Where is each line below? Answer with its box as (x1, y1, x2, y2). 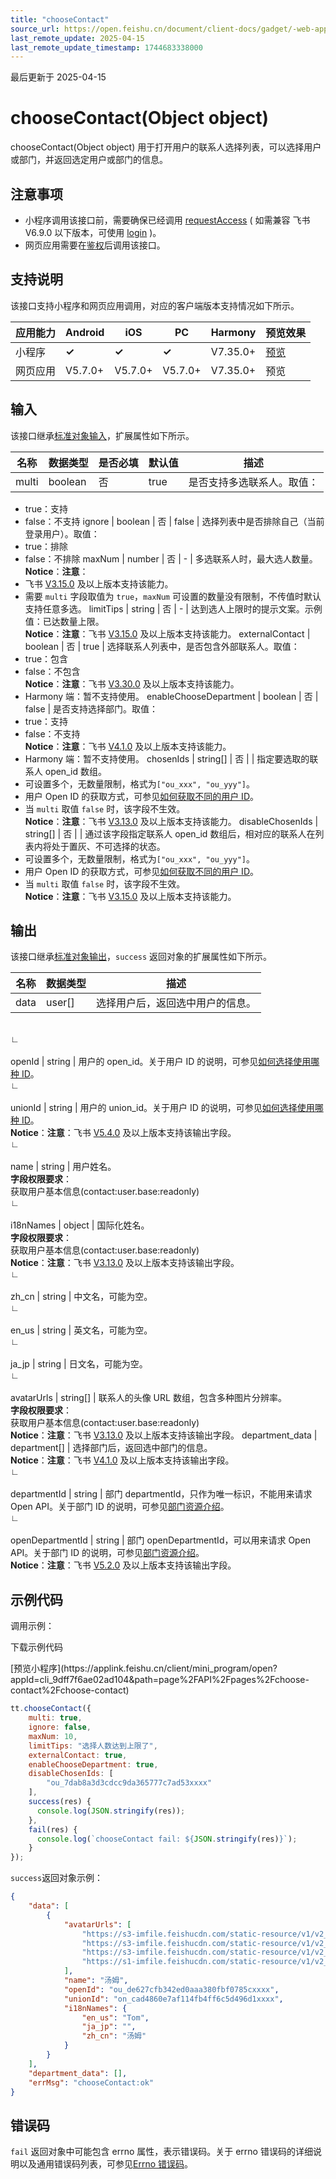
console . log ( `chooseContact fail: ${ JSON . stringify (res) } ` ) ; (36, 1834, 298, 1844)
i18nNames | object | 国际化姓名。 (10, 1219, 150, 1231)
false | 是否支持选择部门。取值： (24, 702, 159, 715)
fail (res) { (28, 1824, 78, 1835)
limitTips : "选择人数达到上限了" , (28, 1741, 158, 1751)
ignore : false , (28, 1722, 92, 1732)
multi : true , (28, 1713, 83, 1723)
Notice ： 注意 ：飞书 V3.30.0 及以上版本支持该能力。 (24, 677, 240, 690)
